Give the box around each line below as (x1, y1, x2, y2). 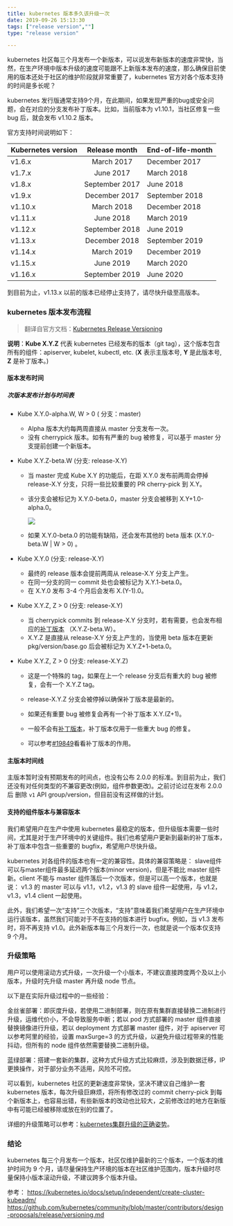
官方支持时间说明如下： (7, 128, 74, 137)
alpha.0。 (27, 504, 55, 512)
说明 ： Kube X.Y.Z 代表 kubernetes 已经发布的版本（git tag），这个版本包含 (7, 339, 221, 348)
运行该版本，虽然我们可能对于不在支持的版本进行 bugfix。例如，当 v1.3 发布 (7, 914, 224, 923)
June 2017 (94, 168, 130, 178)
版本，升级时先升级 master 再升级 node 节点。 (7, 976, 140, 985)
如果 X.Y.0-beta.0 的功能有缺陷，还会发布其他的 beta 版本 (27, 531, 193, 540)
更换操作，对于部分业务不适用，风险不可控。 (7, 1064, 135, 1073)
